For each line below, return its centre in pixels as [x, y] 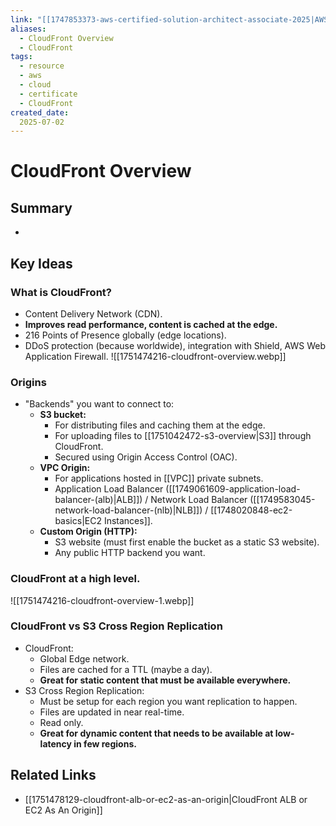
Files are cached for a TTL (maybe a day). [126, 669]
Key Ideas [41, 263]
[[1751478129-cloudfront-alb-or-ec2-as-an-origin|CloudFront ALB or [166, 799]
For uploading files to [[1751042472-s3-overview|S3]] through [183, 436]
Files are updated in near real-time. [112, 712]
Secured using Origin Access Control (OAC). [146, 457]
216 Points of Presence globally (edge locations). [125, 335]
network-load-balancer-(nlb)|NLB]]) [128, 510]
